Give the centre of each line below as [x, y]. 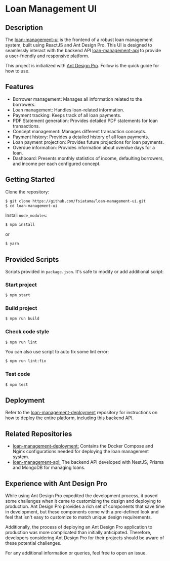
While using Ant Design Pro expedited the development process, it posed [81, 495]
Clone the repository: [27, 192]
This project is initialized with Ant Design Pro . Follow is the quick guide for [82, 66]
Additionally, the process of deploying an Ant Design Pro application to [79, 527]
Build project [21, 308]
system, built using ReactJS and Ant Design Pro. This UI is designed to [79, 45]
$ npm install [20, 225]
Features [19, 87]
